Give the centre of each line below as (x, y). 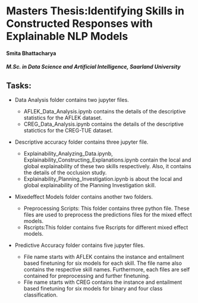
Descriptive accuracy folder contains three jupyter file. (81, 142)
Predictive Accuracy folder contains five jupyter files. (80, 245)
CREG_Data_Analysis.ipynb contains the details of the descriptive (104, 124)
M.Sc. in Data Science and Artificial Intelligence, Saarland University (94, 67)
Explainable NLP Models (67, 36)
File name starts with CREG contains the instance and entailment (103, 282)
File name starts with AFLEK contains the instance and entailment (104, 257)
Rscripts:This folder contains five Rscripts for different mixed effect (106, 227)
